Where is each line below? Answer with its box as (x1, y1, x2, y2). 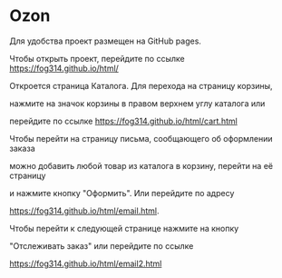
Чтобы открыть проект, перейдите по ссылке (9, 53, 185, 64)
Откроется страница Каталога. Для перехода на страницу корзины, (9, 80, 274, 91)
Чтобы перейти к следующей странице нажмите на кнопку (9, 223, 239, 233)
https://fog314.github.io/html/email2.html (9, 258, 162, 269)
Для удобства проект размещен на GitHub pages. (9, 35, 202, 46)
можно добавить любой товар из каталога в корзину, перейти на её (9, 160, 274, 171)
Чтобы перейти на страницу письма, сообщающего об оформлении (9, 133, 274, 144)
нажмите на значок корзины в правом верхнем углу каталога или (9, 97, 266, 109)
